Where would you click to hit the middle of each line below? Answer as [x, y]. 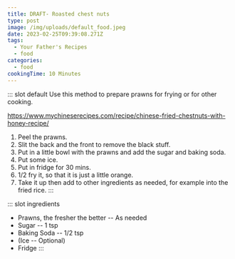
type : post [23, 21]
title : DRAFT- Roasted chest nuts [59, 14]
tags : [15, 41]
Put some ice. [38, 159]
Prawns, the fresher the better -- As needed [82, 218]
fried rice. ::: [36, 190]
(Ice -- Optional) [41, 240]
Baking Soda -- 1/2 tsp [51, 233]
